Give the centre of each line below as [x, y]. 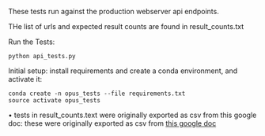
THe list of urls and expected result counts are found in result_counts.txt [126, 26]
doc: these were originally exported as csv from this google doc [112, 123]
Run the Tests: [32, 42]
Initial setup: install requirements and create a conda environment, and [123, 71]
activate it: [25, 79]
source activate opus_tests [55, 101]
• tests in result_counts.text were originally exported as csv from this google [132, 115]
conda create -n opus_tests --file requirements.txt [97, 94]
